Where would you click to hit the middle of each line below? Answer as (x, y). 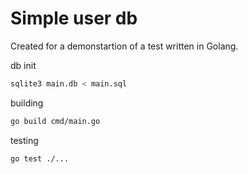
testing (24, 140)
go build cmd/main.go (55, 121)
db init (23, 65)
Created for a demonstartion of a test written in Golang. (124, 46)
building (27, 103)
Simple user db (74, 18)
